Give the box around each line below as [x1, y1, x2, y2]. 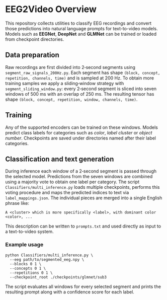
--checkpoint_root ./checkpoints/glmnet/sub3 [10, 274, 107, 280]
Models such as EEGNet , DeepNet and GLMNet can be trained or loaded [5, 31, 157, 37]
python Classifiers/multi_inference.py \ [5, 253, 94, 258]
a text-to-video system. [5, 229, 54, 235]
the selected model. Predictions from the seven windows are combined [5, 174, 153, 180]
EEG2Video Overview [5, 4, 97, 15]
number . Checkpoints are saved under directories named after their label [5, 135, 156, 141]
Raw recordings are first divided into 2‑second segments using [5, 64, 136, 70]
